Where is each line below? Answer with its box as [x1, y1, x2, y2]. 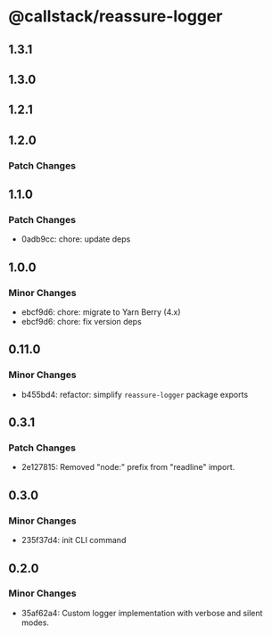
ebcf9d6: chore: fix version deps [21, 317, 142, 327]
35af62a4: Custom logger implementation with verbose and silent [21, 607, 263, 618]
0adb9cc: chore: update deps [21, 234, 131, 244]
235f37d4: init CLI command [21, 535, 127, 546]
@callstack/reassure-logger [8, 6, 223, 27]
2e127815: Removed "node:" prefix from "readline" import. [21, 462, 235, 473]
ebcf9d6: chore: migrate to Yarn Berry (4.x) [21, 307, 181, 317]
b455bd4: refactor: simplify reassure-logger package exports [21, 389, 249, 400]
